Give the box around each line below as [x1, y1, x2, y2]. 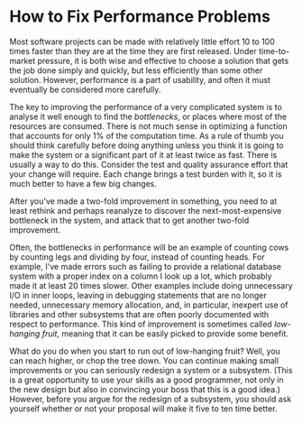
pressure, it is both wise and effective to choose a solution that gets [37, 55, 289, 66]
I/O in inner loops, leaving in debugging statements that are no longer [9, 290, 268, 300]
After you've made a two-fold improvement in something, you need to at [9, 196, 278, 207]
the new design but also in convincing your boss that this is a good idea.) [9, 383, 281, 394]
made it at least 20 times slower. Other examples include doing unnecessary [9, 280, 293, 290]
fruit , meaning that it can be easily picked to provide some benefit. [41, 327, 288, 339]
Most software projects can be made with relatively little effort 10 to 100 [9, 36, 275, 47]
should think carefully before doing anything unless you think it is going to [9, 140, 284, 151]
